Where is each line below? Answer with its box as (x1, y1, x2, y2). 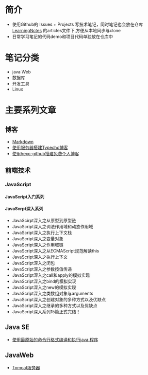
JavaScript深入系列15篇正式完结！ (12, 308, 81, 314)
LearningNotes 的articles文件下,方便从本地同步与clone (12, 27, 121, 33)
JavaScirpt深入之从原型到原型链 (12, 217, 77, 223)
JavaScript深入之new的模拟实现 (12, 284, 76, 290)
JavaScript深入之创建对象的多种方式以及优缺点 (12, 296, 106, 302)
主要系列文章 (5, 105, 57, 116)
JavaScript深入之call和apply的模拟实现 (12, 272, 90, 278)
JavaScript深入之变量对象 (12, 235, 64, 241)
